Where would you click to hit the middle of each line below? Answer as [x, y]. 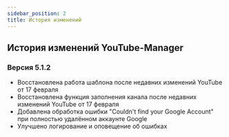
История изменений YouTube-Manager [96, 48]
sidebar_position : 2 [37, 13]
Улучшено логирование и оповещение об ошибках [92, 126]
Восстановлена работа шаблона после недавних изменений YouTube [120, 83]
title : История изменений [44, 20]
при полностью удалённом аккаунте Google [82, 119]
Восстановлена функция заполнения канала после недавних [107, 97]
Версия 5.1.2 [29, 67]
